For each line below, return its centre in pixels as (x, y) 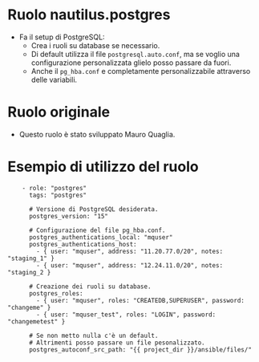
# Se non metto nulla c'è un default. (93, 336)
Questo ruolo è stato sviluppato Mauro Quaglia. (97, 134)
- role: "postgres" (55, 188)
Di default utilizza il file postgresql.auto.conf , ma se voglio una (135, 54)
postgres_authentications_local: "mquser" (101, 237)
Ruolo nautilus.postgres (89, 15)
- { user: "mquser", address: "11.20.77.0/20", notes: (130, 251)
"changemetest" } (36, 321)
